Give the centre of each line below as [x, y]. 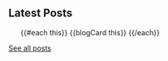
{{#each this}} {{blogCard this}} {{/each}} [90, 32]
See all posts [30, 48]
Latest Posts [41, 13]
